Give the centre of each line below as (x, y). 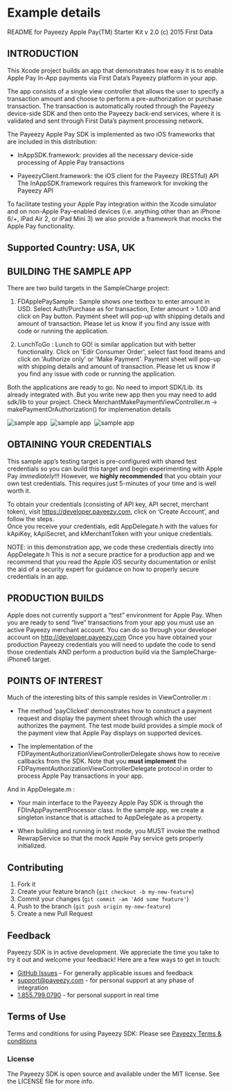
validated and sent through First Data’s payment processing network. (106, 121)
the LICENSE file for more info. (51, 1081)
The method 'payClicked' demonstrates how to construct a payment (115, 711)
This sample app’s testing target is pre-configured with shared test (102, 461)
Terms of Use (37, 1017)
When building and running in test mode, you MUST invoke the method (118, 831)
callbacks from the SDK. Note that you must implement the (102, 761)
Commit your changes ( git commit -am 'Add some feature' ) (103, 899)
